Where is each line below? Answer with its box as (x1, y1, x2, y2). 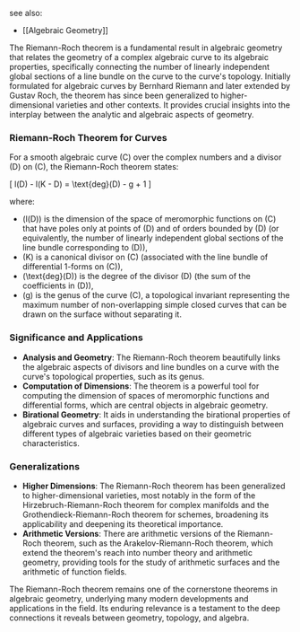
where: (9, 197, 36, 207)
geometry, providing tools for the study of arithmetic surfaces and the (21, 557, 280, 567)
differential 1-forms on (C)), (21, 261, 124, 272)
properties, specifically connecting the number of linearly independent (9, 62, 270, 72)
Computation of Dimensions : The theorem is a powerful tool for (21, 381, 260, 391)
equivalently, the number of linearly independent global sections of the (21, 233, 284, 243)
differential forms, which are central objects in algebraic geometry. (21, 399, 269, 410)
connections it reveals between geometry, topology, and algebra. (9, 612, 250, 623)
